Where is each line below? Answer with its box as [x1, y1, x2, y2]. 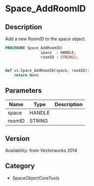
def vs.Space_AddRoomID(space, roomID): [5, 68, 90, 73]
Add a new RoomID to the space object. [5, 36, 86, 42]
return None [14, 72, 39, 77]
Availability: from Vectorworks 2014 [5, 147, 78, 153]
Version [5, 134, 30, 143]
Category [5, 162, 35, 170]
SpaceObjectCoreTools [12, 175, 60, 181]
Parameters [5, 86, 42, 95]
